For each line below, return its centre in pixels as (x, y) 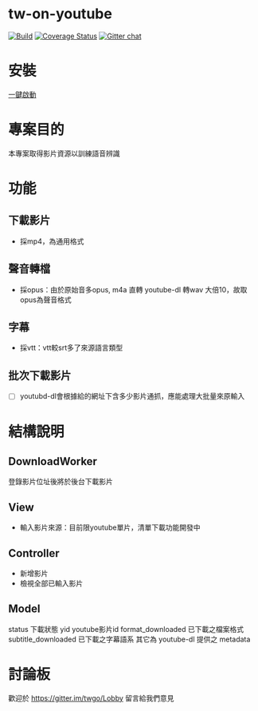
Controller (34, 553)
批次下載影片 (40, 375)
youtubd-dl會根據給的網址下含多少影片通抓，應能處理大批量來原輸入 (132, 396)
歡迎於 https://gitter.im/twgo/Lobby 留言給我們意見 (91, 698)
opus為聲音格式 (45, 300)
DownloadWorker (53, 461)
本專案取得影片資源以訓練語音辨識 (64, 153)
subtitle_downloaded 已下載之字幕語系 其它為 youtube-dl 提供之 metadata (129, 639)
